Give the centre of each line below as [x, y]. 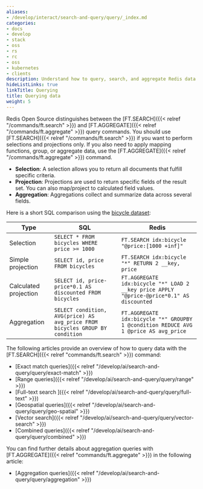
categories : [21, 23]
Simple [19, 259]
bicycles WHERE [76, 243]
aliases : [17, 12]
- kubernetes [23, 68]
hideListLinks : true [32, 85]
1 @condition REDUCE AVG [157, 325]
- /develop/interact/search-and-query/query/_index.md [77, 17]
